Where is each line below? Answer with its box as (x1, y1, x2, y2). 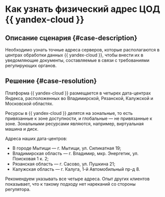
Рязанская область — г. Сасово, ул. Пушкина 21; (12, 161, 115, 167)
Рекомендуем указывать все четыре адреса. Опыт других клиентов (5, 176, 150, 182)
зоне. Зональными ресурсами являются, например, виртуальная (5, 120, 144, 127)
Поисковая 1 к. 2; (12, 155, 49, 161)
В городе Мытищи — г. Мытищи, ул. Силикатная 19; (12, 145, 121, 151)
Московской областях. (5, 100, 54, 106)
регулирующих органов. (5, 63, 57, 68)
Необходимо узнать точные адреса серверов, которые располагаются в (5, 47, 160, 52)
